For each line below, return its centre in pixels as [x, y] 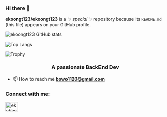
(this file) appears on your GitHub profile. [48, 25]
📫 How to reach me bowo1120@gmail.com [59, 79]
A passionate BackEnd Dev [85, 67]
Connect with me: [28, 94]
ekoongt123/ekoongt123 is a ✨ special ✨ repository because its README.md [84, 19]
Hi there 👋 [18, 8]
